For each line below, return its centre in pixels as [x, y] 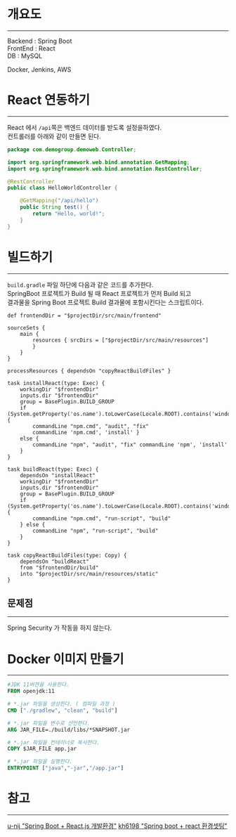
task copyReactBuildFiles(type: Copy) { [67, 555]
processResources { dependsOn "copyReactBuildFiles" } [89, 371]
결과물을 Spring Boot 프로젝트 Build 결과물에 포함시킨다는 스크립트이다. [106, 302]
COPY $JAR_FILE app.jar [42, 749]
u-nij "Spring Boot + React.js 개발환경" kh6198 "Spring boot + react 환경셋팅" [117, 826]
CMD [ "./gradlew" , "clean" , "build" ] [63, 711]
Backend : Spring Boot [40, 41]
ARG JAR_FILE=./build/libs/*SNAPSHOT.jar [69, 729]
